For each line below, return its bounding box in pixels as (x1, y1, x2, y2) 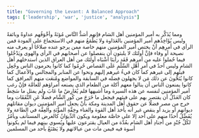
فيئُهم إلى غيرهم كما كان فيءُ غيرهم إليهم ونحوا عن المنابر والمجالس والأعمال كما (7, 68, 185, 75)
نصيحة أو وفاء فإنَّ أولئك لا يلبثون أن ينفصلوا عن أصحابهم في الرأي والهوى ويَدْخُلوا (7, 49, 184, 56)
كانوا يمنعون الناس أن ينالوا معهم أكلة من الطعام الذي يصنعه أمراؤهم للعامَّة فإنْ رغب (7, 81, 192, 88)
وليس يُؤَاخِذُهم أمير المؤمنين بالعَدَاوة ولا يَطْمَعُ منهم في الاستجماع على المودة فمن (7, 37, 186, 44)
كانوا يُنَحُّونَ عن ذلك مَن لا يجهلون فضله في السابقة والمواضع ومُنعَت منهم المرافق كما (7, 75, 193, 82)
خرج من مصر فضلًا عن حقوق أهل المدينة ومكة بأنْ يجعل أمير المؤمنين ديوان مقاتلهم (7, 100, 190, 107)
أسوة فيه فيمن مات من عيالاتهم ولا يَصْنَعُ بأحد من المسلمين (7, 125, 136, 132)
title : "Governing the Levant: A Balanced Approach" (7, 8, 140, 15)
